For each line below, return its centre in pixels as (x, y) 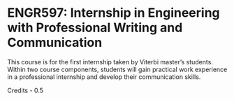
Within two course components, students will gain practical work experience (117, 69)
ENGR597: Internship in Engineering (114, 13)
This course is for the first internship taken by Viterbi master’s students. (110, 62)
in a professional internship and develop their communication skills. (104, 77)
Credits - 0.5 (25, 90)
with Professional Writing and (95, 28)
